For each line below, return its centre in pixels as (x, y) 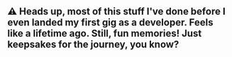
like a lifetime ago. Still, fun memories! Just (105, 33)
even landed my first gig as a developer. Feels (110, 23)
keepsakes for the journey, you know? (93, 45)
